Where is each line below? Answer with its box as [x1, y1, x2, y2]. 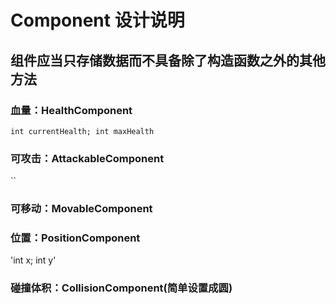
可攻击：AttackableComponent [10, 151, 165, 165]
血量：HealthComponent [10, 103, 133, 117]
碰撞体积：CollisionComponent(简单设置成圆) [10, 281, 233, 295]
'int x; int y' [10, 254, 57, 266]
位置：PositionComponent [10, 231, 141, 245]
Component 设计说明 [10, 9, 185, 32]
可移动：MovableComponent [10, 202, 153, 216]
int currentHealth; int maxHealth [10, 126, 155, 136]
